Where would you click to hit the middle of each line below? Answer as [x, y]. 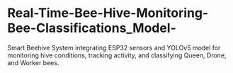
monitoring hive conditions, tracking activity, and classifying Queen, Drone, [117, 55]
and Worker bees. [33, 62]
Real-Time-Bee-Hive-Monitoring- [108, 13]
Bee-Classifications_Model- [92, 28]
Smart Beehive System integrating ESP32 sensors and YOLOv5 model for [114, 47]
